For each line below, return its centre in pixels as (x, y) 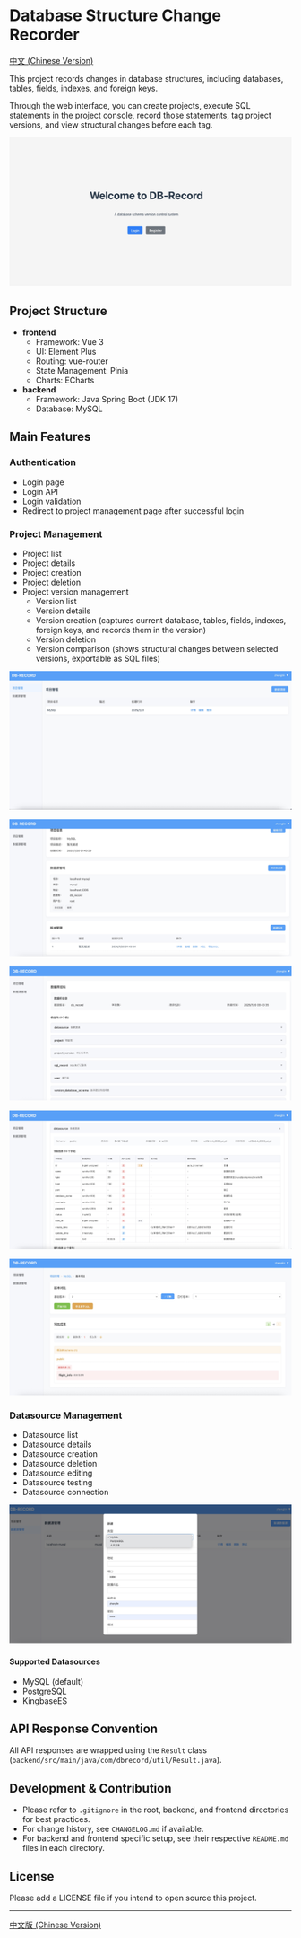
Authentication (43, 462)
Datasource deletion (60, 1463)
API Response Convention (84, 1729)
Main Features (50, 437)
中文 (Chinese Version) (52, 60)
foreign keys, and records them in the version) (121, 630)
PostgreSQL (44, 1691)
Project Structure (58, 311)
